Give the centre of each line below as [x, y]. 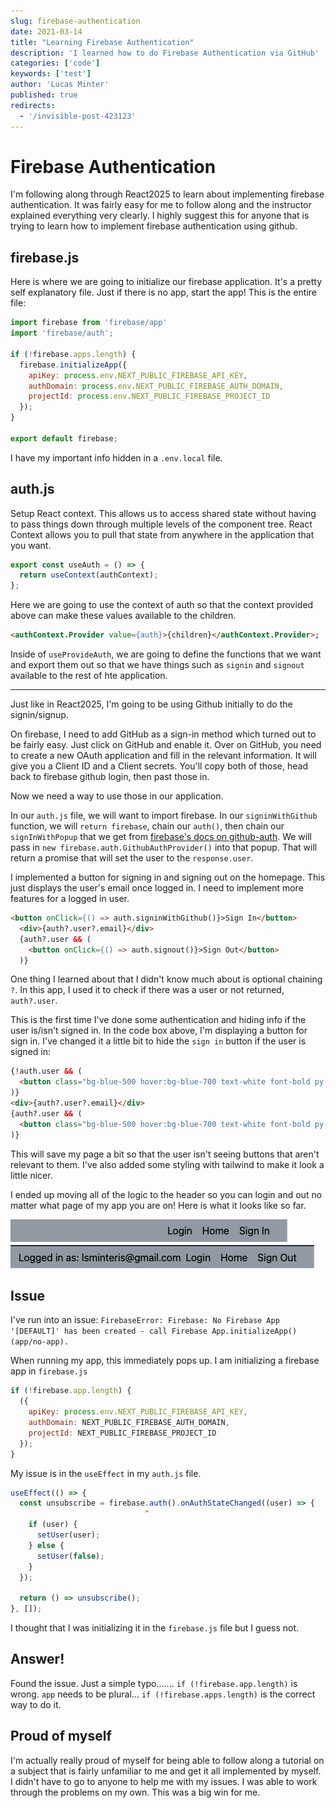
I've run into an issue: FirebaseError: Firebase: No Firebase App [145, 1320]
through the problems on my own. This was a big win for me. [135, 1792]
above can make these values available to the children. [123, 616]
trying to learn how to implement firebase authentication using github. [154, 226]
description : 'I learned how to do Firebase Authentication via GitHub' [165, 53]
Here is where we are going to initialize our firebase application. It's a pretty [166, 282]
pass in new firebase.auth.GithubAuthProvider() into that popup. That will [164, 847]
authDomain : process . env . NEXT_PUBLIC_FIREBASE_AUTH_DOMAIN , [156, 386]
